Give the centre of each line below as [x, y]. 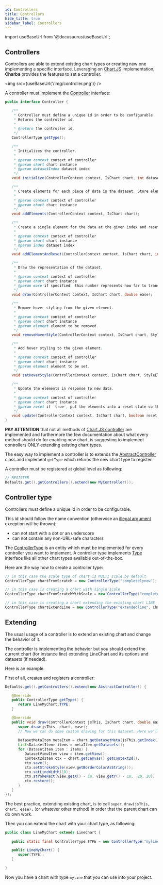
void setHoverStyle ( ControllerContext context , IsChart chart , [77, 375]
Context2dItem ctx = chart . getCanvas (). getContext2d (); [82, 758]
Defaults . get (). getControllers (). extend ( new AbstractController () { [76, 687]
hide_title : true [23, 18]
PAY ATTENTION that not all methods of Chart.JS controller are [68, 430]
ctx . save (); [37, 763]
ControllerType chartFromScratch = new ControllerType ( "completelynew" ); [81, 581]
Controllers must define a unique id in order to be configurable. [68, 509]
